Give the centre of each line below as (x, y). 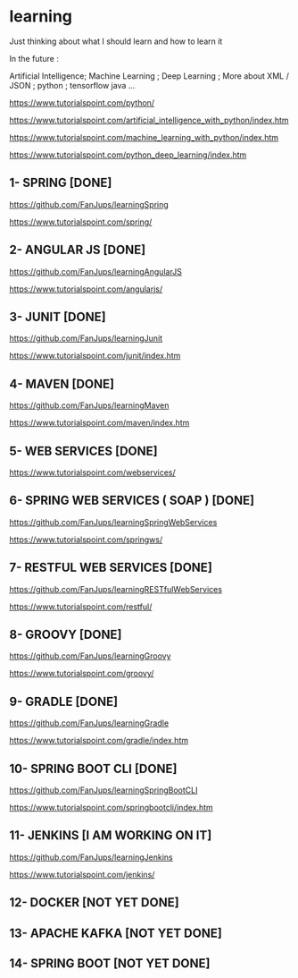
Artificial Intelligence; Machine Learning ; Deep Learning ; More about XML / (149, 76)
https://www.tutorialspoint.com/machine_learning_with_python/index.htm (144, 137)
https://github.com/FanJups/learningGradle (89, 723)
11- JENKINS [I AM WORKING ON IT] (111, 835)
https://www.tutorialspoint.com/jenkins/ (82, 874)
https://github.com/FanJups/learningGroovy (90, 656)
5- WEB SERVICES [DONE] (83, 451)
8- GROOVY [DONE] (66, 635)
